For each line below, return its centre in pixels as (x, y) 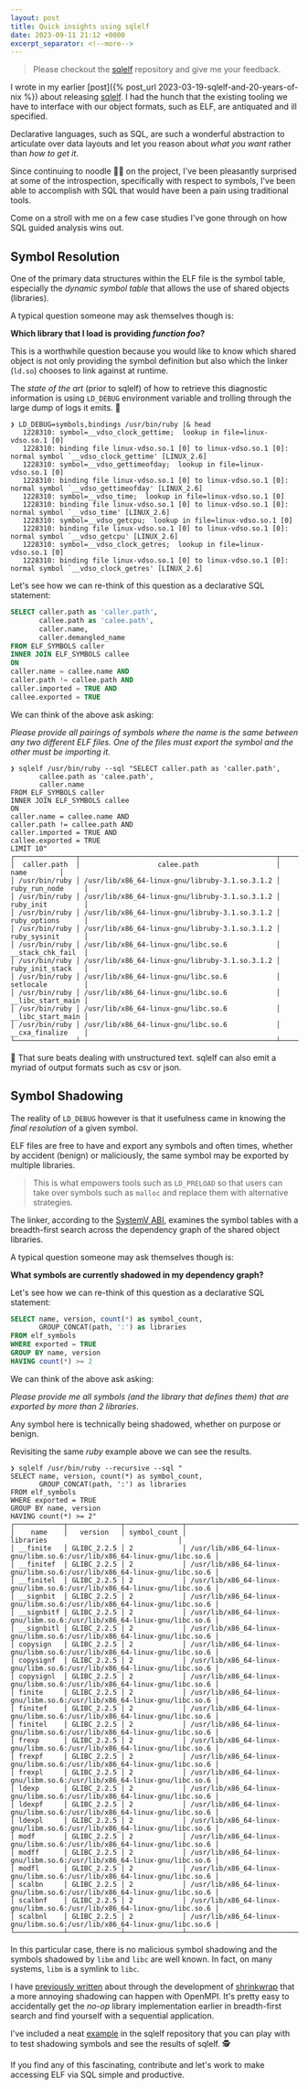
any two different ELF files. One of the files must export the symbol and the (152, 742)
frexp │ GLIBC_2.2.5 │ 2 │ (102, 1740)
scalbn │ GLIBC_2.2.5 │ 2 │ (102, 1884)
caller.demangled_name (82, 637)
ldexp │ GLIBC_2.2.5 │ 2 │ (102, 1788)
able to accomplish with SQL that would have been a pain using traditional (149, 191)
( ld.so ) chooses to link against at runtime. (89, 370)
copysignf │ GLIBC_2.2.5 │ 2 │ (102, 1660)
